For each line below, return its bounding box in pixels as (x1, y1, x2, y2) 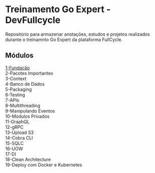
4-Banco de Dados (5, 81, 45, 87)
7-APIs (5, 97, 19, 103)
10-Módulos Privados (5, 113, 49, 119)
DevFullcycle (5, 14, 61, 26)
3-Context (5, 75, 27, 82)
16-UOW (5, 146, 23, 152)
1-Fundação (5, 64, 30, 71)
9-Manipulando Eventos (5, 108, 56, 114)
